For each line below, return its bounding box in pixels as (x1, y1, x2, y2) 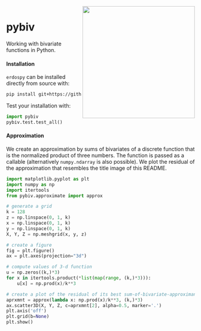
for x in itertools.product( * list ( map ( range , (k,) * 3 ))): (6, 275, 151, 281)
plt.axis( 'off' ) (6, 308, 47, 314)
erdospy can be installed (6, 73, 66, 81)
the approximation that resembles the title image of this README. (6, 164, 167, 171)
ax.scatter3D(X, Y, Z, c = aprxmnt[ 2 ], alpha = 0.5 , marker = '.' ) (6, 302, 162, 308)
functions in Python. (6, 46, 56, 53)
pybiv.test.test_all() (6, 119, 63, 125)
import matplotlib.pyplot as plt (6, 176, 90, 182)
